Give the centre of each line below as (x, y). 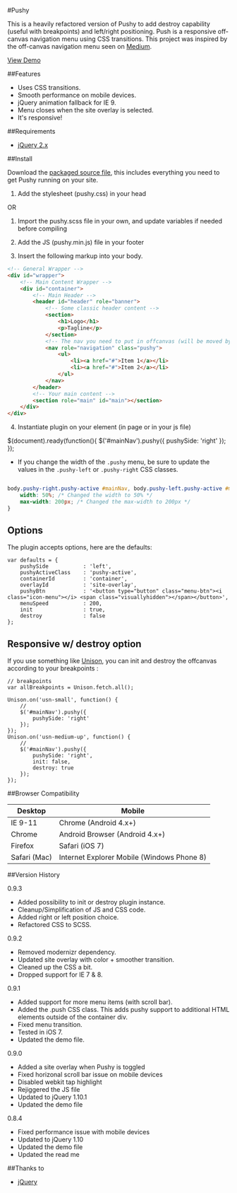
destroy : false (63, 616)
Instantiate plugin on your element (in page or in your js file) (104, 427)
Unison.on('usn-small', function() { (63, 700)
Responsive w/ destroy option (74, 644)
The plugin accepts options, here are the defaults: (80, 547)
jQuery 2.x (32, 145)
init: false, (52, 762)
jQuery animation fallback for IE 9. (67, 103)
